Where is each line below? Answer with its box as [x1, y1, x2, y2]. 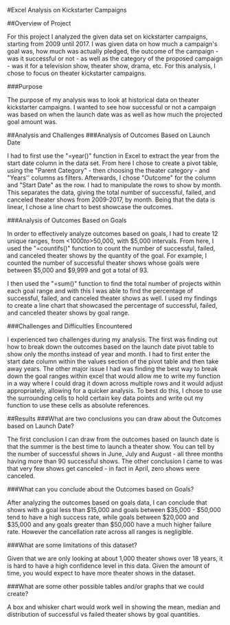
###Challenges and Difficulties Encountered [7, 322, 133, 330]
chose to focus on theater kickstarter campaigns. [7, 69, 146, 77]
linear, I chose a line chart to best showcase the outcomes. [7, 203, 174, 211]
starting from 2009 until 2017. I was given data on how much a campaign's [7, 40, 218, 47]
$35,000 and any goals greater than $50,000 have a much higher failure [7, 520, 211, 529]
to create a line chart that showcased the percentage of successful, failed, [7, 301, 218, 309]
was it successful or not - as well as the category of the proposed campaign [7, 54, 223, 63]
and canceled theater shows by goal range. [7, 309, 130, 317]
